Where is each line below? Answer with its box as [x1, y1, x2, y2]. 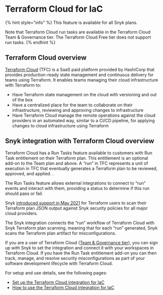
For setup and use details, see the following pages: [5, 270, 108, 275]
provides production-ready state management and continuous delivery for [5, 72, 154, 78]
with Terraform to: [5, 82, 41, 88]
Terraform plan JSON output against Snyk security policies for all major [5, 205, 148, 211]
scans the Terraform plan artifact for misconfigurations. [5, 230, 116, 236]
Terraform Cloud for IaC [5, 3, 103, 15]
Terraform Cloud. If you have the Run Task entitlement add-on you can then [5, 250, 157, 256]
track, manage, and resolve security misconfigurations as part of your [5, 255, 145, 261]
